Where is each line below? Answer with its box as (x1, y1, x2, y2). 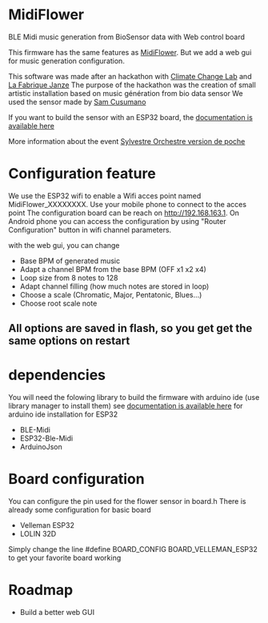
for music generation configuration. (8, 56, 126, 66)
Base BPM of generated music (19, 256, 121, 266)
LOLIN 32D (19, 529, 57, 539)
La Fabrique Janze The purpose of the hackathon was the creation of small (8, 80, 256, 90)
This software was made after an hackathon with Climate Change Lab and (8, 71, 252, 81)
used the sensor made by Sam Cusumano (8, 97, 146, 106)
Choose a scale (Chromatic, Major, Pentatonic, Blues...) (19, 290, 202, 299)
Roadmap (8, 581, 74, 599)
